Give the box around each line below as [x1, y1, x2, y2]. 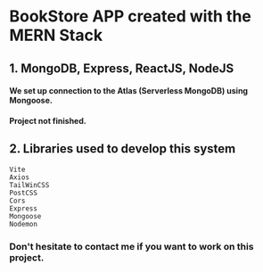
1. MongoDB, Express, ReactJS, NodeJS [9, 61, 234, 76]
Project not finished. [9, 115, 86, 126]
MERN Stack [9, 25, 103, 45]
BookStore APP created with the [9, 6, 251, 27]
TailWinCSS [9, 180, 50, 189]
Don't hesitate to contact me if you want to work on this [9, 240, 254, 252]
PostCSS [9, 188, 38, 197]
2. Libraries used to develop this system [9, 141, 236, 157]
